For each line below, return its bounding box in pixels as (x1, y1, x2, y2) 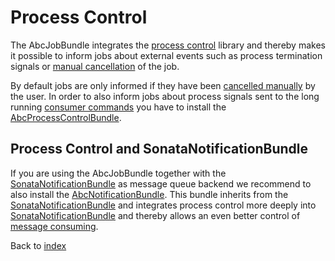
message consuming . (10, 220, 99, 232)
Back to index (10, 239, 67, 251)
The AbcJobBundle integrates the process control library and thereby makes (10, 39, 326, 51)
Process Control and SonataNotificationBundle (10, 141, 309, 158)
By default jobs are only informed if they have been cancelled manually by (10, 79, 316, 91)
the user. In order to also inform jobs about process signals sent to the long (10, 90, 320, 102)
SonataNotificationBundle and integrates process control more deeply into (10, 199, 317, 211)
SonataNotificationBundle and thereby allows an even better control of (10, 209, 301, 221)
